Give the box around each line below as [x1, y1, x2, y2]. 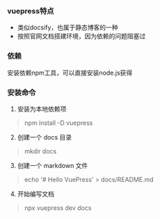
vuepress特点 [7, 6, 54, 15]
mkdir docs [24, 146, 57, 155]
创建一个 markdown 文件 [17, 161, 88, 169]
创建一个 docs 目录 [17, 133, 72, 141]
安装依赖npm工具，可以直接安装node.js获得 [7, 68, 133, 77]
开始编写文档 [17, 190, 54, 198]
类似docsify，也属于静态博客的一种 [17, 23, 118, 32]
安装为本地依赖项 [17, 105, 67, 113]
